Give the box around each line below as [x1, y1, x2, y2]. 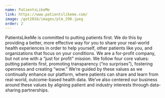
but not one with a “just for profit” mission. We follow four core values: [5, 55, 149, 62]
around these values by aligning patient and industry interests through [5, 82, 149, 88]
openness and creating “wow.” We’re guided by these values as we [5, 66, 143, 72]
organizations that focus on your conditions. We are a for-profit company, [5, 50, 156, 56]
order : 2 [5, 21, 23, 26]
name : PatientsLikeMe [5, 7, 50, 12]
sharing [5, 87, 21, 93]
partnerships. [21, 87, 49, 93]
